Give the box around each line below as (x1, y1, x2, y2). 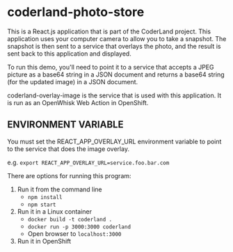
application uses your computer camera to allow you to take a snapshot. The (7, 34, 227, 42)
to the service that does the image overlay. (7, 144, 130, 153)
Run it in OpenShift (17, 237, 72, 245)
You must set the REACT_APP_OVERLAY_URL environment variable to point (7, 137, 222, 145)
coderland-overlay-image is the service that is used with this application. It (7, 91, 222, 100)
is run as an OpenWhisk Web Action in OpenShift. (7, 98, 149, 107)
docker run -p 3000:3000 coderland (27, 223, 131, 230)
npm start (27, 201, 57, 208)
